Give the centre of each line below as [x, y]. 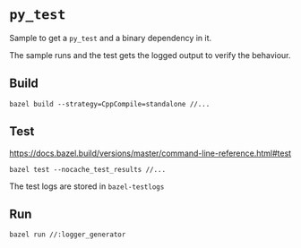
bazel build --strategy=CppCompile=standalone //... [110, 104]
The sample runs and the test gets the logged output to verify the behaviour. [150, 55]
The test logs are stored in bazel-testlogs [87, 186]
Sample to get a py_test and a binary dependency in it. [111, 38]
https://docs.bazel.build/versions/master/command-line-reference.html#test [150, 153]
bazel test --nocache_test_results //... [88, 169]
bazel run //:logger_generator [68, 235]
